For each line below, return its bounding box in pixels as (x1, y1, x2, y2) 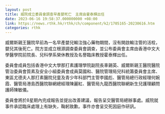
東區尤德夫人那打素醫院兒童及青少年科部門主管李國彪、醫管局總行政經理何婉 (5, 75, 160, 81)
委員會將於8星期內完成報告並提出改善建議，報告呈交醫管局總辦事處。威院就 (5, 97, 159, 103)
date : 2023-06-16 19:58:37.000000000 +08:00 (5, 16, 98, 21)
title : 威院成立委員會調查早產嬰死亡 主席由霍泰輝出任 (5, 12, 105, 17)
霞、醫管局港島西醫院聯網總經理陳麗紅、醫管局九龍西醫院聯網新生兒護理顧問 (5, 81, 160, 86)
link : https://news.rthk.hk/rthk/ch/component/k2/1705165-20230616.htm (5, 21, 155, 26)
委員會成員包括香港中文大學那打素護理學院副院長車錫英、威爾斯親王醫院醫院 (5, 62, 160, 68)
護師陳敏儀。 (5, 87, 31, 93)
